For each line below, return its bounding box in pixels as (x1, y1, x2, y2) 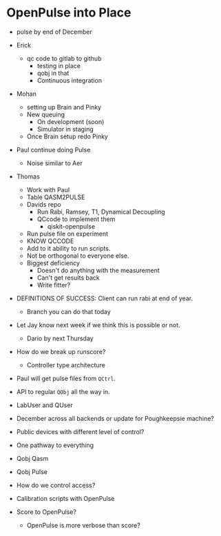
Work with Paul (26, 185, 70, 194)
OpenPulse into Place (6, 5, 131, 21)
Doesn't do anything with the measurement (36, 266, 160, 274)
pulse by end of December (16, 28, 92, 36)
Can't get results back (36, 274, 101, 282)
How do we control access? (16, 481, 96, 489)
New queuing (26, 110, 65, 118)
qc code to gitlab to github (26, 54, 102, 63)
